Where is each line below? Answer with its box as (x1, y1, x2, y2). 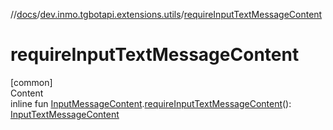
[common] (10, 76, 53, 88)
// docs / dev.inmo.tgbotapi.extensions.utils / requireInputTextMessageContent (10, 9, 323, 20)
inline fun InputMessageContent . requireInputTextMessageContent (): (10, 97, 292, 109)
